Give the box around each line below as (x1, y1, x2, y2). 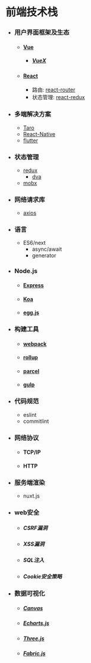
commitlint (23, 418, 49, 425)
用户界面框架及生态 (14, 28, 70, 36)
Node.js (14, 267, 38, 275)
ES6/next (23, 240, 46, 247)
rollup (23, 354, 38, 361)
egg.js (23, 309, 39, 317)
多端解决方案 (14, 110, 51, 118)
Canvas (23, 604, 43, 612)
